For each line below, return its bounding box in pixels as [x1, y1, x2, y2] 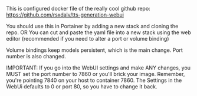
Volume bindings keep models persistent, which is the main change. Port [6, 47, 183, 54]
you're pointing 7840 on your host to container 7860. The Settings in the [6, 77, 182, 84]
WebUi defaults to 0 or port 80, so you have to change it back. [6, 83, 157, 90]
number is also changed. [6, 53, 67, 59]
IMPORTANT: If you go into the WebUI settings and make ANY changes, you [6, 64, 191, 71]
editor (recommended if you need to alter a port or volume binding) [6, 35, 169, 42]
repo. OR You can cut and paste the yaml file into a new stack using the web [6, 29, 192, 36]
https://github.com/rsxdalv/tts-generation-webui [6, 11, 124, 18]
